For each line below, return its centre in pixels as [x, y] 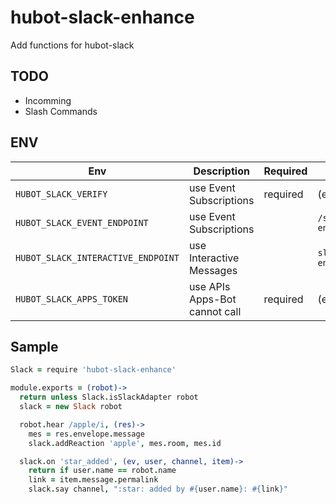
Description [221, 171]
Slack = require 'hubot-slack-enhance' [93, 370]
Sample [34, 346]
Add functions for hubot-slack [72, 45]
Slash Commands [61, 111]
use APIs [209, 286]
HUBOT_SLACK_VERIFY [61, 194]
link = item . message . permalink [93, 480]
